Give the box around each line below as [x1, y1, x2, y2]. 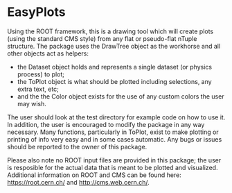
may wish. [17, 99, 47, 108]
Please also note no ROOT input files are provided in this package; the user [7, 156, 222, 164]
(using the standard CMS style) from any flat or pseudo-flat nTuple [7, 34, 197, 42]
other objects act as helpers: [7, 49, 89, 58]
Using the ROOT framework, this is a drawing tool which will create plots [7, 27, 213, 35]
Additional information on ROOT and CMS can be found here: [7, 171, 181, 179]
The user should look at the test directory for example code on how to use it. [7, 112, 226, 121]
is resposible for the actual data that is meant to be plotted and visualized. [7, 163, 218, 171]
